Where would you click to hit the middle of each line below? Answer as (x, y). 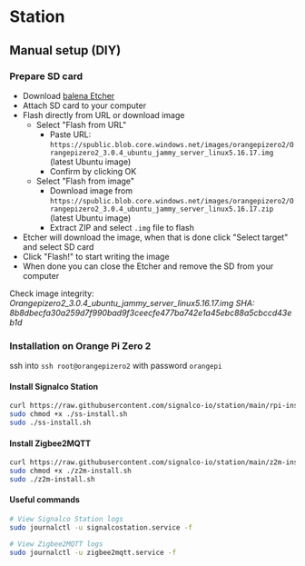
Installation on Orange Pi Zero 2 (80, 345)
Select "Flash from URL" (81, 124)
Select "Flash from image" (85, 181)
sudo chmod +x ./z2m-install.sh (70, 471)
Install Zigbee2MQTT (50, 443)
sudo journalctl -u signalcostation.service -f (101, 527)
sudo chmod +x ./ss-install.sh (69, 414)
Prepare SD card (46, 76)
